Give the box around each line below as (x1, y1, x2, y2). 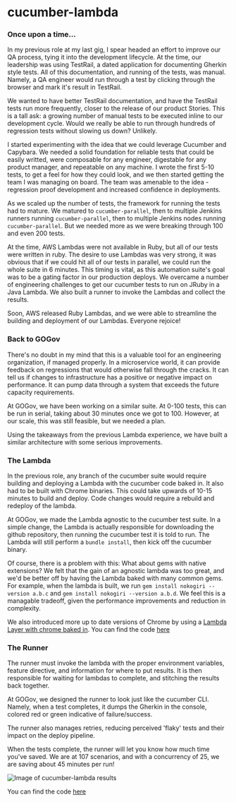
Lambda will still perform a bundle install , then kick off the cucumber (7, 538, 212, 546)
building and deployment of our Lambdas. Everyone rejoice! (7, 317, 181, 325)
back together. (7, 681, 50, 690)
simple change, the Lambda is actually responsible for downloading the (7, 523, 215, 531)
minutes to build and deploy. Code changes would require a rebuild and (7, 494, 215, 502)
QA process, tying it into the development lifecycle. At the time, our (7, 53, 202, 61)
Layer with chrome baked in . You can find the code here (7, 625, 170, 634)
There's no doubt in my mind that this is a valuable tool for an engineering (7, 350, 222, 359)
